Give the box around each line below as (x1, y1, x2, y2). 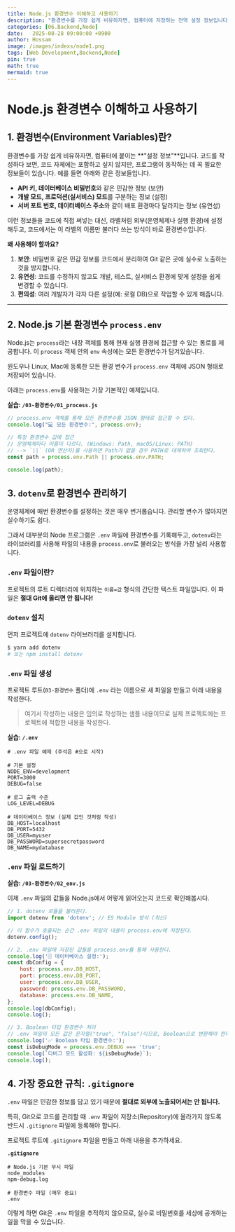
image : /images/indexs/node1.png (7, 43, 105, 50)
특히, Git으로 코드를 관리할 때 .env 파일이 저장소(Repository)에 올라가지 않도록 (7, 1112, 222, 1121)
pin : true (7, 56, 36, 63)
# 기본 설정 (7, 762, 36, 769)
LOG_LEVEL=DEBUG (7, 800, 55, 807)
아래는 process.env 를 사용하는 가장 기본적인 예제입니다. (7, 386, 159, 395)
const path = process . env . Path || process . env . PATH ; (7, 453, 164, 460)
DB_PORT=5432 (7, 826, 45, 833)
